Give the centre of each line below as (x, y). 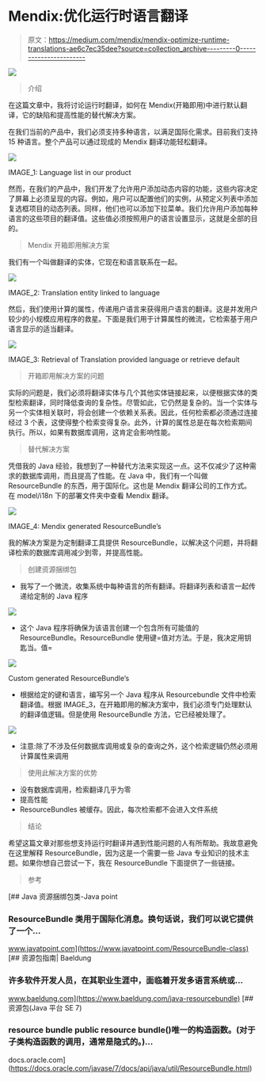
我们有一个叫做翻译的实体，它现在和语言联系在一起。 (95, 261)
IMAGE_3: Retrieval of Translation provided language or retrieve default (124, 359)
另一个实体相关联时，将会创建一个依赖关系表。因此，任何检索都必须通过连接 (133, 412)
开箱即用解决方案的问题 (66, 375)
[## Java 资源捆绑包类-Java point (63, 896)
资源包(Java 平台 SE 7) (45, 1007)
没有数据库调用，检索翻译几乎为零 (75, 790)
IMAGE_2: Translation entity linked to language (84, 292)
